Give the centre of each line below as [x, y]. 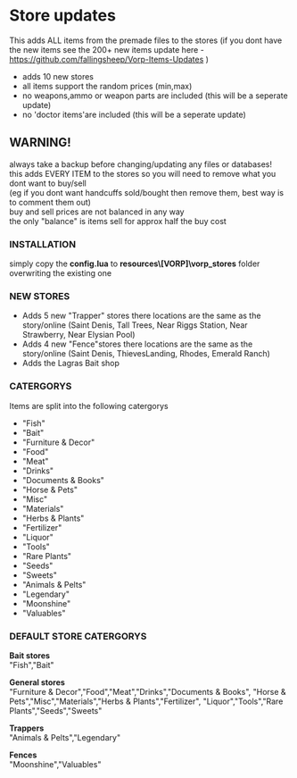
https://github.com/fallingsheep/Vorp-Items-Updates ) [109, 59]
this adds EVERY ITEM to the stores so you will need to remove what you [143, 173]
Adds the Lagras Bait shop [71, 364]
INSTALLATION [43, 244]
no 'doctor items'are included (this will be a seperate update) [134, 114]
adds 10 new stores [58, 76]
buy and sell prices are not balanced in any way [97, 212]
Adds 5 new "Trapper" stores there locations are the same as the [141, 316]
